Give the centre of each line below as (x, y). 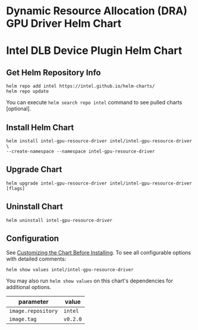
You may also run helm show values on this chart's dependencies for (90, 281)
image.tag (23, 319)
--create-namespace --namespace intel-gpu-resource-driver (81, 151)
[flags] (16, 188)
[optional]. (19, 109)
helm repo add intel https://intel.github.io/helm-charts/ (81, 86)
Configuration (33, 239)
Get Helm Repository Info (54, 72)
